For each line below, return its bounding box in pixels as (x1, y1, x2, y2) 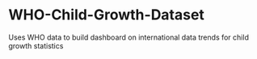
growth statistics (8, 40, 64, 50)
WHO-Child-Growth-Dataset (8, 6, 204, 24)
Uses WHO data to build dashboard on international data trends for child (8, 32, 249, 42)
